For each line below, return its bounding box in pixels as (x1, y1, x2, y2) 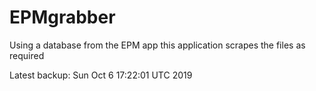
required (9, 49, 45, 61)
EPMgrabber (9, 6, 116, 29)
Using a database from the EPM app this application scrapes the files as (9, 39, 306, 51)
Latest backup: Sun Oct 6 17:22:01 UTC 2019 (9, 69, 193, 81)
